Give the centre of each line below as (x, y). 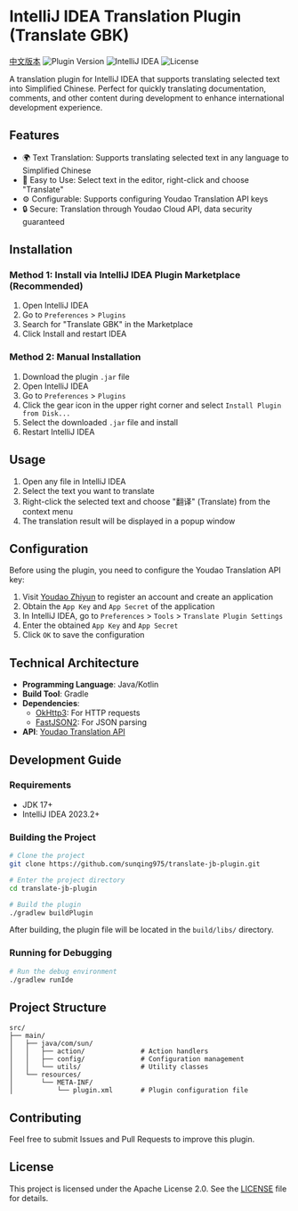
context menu (48, 511)
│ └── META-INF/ (51, 1083)
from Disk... (46, 413)
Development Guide (65, 760)
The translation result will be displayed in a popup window (129, 521)
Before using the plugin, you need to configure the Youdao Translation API (145, 570)
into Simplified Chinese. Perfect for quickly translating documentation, (138, 88)
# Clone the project (48, 856)
